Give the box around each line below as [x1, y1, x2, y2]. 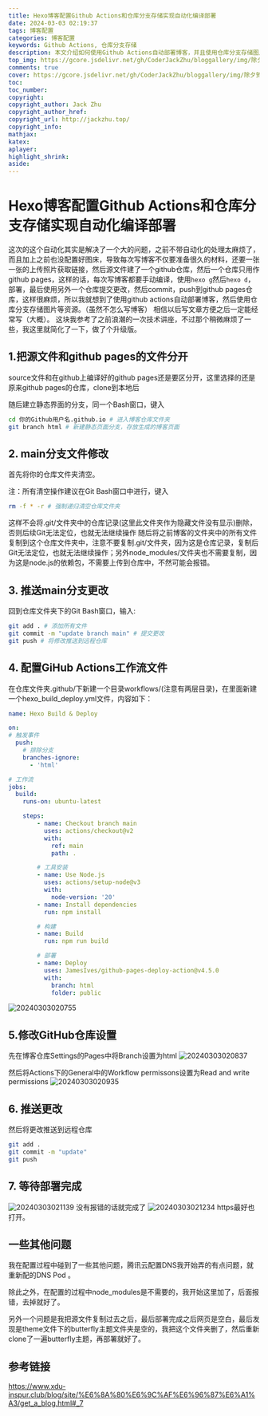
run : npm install [43, 908, 102, 916]
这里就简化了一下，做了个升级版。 [29, 325, 141, 334]
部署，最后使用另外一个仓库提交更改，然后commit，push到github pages [8, 285, 246, 294]
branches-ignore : [22, 753, 81, 762]
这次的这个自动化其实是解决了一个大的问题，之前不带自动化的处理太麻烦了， [8, 245, 260, 254]
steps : [22, 812, 45, 820]
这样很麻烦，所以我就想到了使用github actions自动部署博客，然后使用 [22, 294, 251, 304]
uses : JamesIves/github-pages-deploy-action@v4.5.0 [43, 966, 219, 974]
